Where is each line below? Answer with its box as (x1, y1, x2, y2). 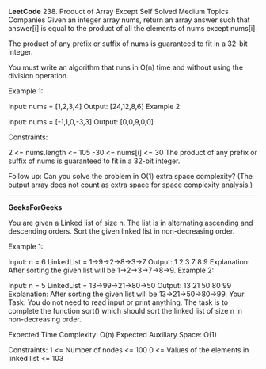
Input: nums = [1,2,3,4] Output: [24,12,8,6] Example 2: (8, 102, 182, 111)
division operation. (8, 71, 69, 80)
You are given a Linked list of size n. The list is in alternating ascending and (8, 218, 253, 227)
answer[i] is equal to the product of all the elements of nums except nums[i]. (8, 24, 257, 32)
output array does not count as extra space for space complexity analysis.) (8, 180, 253, 189)
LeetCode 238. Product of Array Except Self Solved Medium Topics (8, 7, 230, 16)
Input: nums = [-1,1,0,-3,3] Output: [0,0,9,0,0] (8, 117, 154, 126)
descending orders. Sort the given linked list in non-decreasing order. (8, 226, 235, 236)
